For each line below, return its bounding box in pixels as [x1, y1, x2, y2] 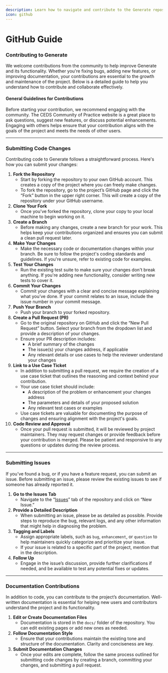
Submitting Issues [5, 459, 51, 466]
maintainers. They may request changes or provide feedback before [20, 431, 161, 437]
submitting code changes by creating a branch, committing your [20, 657, 153, 663]
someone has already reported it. [5, 481, 74, 487]
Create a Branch [12, 219, 47, 225]
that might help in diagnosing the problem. [20, 523, 108, 529]
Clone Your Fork [12, 203, 47, 209]
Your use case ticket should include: [20, 383, 95, 390]
